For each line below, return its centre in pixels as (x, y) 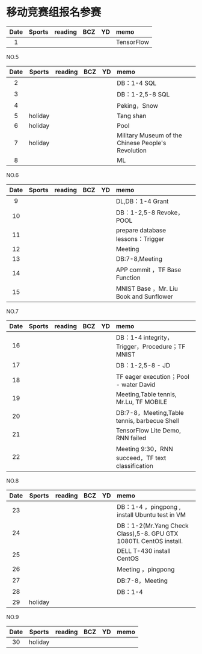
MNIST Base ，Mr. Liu (147, 288)
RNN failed (131, 438)
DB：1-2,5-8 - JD (143, 365)
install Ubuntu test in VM (151, 514)
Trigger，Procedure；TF (151, 346)
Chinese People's (142, 143)
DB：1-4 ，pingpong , (149, 506)
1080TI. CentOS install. (150, 541)
